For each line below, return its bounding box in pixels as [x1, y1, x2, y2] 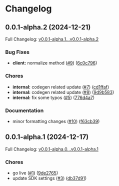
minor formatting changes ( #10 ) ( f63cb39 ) [12, 118, 100, 124]
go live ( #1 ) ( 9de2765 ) [12, 170, 58, 175]
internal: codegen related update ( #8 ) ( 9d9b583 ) [12, 89, 114, 95]
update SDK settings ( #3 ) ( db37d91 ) [12, 175, 87, 181]
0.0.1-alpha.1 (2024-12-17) [5, 133, 89, 141]
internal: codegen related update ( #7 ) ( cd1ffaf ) [12, 83, 109, 90]
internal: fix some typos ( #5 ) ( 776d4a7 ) [12, 94, 95, 100]
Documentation [5, 107, 44, 114]
